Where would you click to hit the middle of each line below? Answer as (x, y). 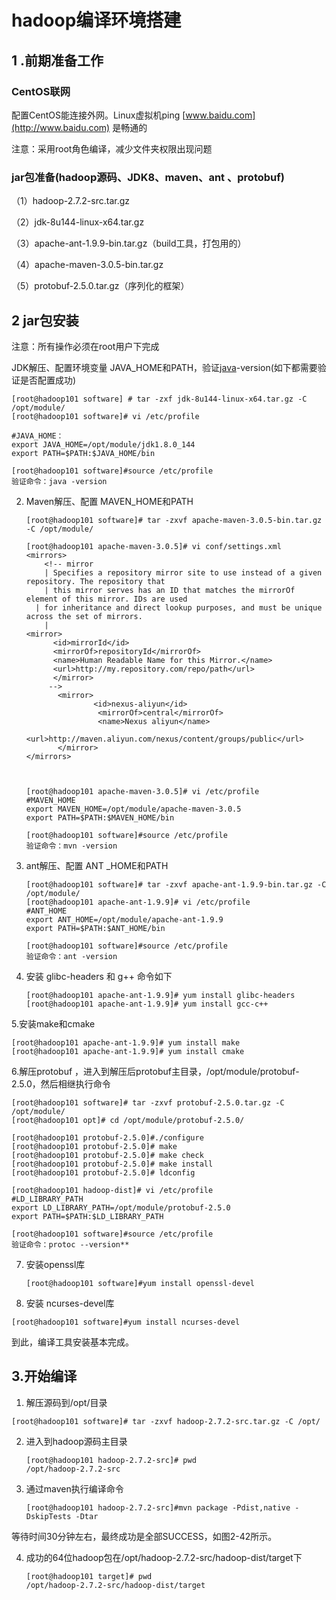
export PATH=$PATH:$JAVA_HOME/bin (83, 453)
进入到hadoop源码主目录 (76, 1441)
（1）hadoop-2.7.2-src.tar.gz (71, 201)
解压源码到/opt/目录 (66, 1402)
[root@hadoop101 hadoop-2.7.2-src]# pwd (111, 1460)
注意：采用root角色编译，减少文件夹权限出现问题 (112, 148)
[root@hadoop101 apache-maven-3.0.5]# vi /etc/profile (142, 791)
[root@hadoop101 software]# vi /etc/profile (105, 416)
